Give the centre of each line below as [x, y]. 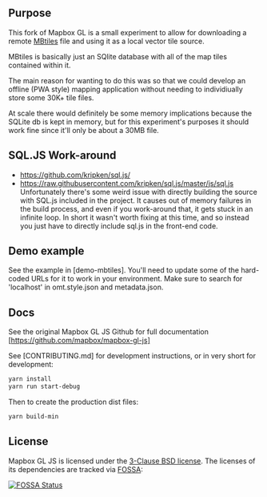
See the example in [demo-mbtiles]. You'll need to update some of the [124, 270]
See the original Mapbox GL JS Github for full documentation [109, 332]
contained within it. [40, 65]
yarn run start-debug [44, 387]
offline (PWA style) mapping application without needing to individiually [126, 89]
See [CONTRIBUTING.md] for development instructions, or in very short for [132, 356]
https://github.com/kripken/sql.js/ [75, 175]
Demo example [46, 251]
